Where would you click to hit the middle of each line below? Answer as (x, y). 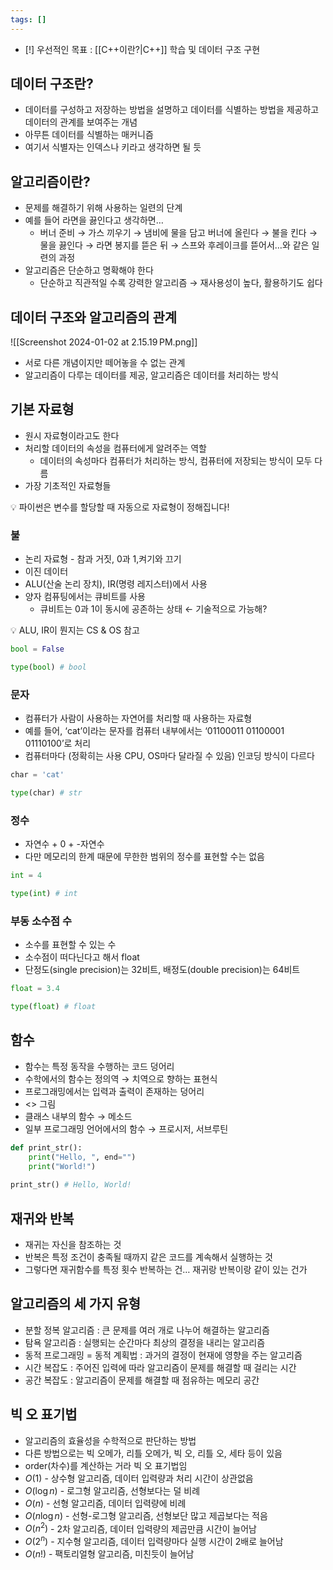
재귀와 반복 (42, 1218)
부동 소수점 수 (41, 921)
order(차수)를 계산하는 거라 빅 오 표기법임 (106, 1465)
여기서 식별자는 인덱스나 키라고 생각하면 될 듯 (113, 147)
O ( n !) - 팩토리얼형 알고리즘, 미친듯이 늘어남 (109, 1554)
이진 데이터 (46, 572)
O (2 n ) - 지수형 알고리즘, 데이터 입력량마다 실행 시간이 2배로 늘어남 (154, 1540)
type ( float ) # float (53, 1007)
